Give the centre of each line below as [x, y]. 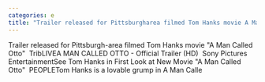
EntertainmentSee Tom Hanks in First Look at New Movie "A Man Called [125, 61]
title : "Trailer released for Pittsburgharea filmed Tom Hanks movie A [128, 23]
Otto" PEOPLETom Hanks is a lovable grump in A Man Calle [105, 70]
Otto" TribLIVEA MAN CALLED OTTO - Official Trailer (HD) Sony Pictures [128, 53]
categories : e [32, 15]
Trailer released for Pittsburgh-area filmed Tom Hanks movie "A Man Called [131, 45]
